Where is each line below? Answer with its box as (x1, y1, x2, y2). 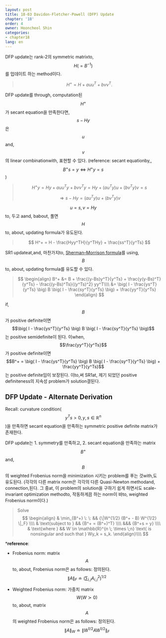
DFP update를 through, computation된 (5, 92, 83, 98)
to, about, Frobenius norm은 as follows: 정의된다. (12, 566, 111, 572)
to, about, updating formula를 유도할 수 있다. (5, 266, 94, 272)
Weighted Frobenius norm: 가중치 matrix (12, 586, 94, 592)
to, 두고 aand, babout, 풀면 (5, 213, 58, 219)
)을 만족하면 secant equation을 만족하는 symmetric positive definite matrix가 (5, 423, 158, 429)
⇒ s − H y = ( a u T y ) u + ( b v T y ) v (59, 194, 120, 201)
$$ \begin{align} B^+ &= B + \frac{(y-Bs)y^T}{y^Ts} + (17, 276, 127, 282)
